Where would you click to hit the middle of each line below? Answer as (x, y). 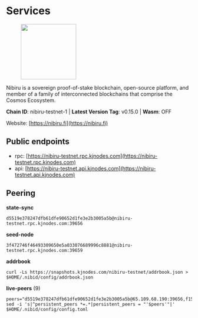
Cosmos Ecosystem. (31, 100)
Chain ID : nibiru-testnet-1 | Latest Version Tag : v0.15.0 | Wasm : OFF (89, 112)
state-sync (20, 207)
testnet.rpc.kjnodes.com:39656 (44, 223)
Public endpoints (38, 142)
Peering (21, 193)
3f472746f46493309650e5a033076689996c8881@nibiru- (70, 245)
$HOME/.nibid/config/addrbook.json (50, 277)
